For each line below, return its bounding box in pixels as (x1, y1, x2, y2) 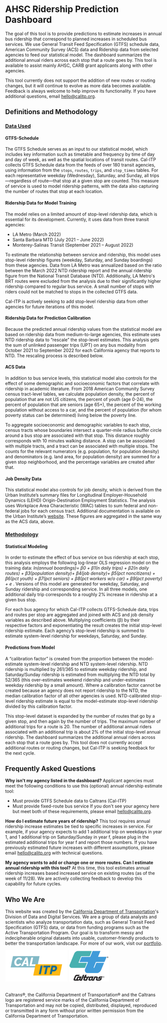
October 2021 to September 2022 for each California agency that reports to (5, 347, 161, 353)
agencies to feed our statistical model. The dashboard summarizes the (5, 51, 151, 58)
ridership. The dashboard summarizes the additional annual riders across (5, 734, 156, 740)
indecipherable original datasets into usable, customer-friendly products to (5, 935, 159, 941)
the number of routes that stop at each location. (5, 189, 104, 195)
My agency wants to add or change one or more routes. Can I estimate (5, 859, 154, 866)
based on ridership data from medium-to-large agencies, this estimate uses (5, 331, 161, 337)
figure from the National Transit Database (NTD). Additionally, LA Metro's (5, 273, 156, 279)
